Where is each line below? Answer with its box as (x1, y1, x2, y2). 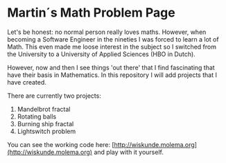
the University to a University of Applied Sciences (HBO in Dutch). (7, 50, 195, 58)
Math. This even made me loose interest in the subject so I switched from (7, 42, 217, 51)
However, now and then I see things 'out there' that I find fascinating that (7, 63, 215, 71)
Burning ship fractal (17, 119, 74, 128)
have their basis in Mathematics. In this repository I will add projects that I (7, 71, 217, 79)
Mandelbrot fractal (17, 105, 71, 113)
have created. (7, 78, 47, 86)
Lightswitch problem (17, 127, 76, 135)
